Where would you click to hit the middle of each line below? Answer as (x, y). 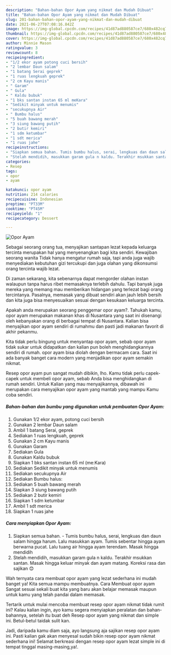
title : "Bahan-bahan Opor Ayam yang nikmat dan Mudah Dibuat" (73, 15)
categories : (18, 162)
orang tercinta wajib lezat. (33, 269)
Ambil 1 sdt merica (32, 506)
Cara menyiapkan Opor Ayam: (39, 523)
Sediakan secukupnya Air (40, 474)
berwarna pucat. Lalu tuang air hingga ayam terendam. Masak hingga (86, 547)
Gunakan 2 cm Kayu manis (41, 441)
